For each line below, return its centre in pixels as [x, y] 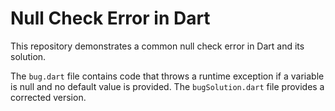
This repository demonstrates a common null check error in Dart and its [157, 46]
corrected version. [48, 97]
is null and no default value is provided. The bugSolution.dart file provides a [167, 86]
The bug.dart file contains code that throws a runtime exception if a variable [167, 76]
